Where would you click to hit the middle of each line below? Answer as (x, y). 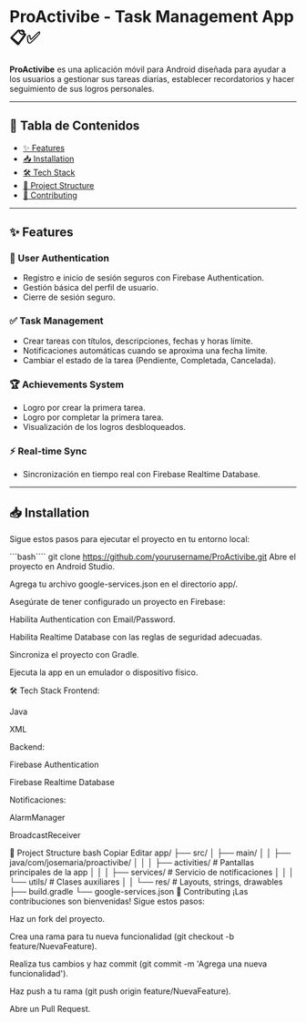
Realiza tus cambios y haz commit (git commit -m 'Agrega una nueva (138, 964)
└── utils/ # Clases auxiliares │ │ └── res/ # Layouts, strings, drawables (146, 882)
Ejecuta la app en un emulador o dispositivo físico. (104, 672)
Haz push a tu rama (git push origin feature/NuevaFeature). (120, 991)
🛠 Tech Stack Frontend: (55, 691)
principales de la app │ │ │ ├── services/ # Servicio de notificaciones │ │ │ (152, 873)
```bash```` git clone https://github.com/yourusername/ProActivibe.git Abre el (153, 557)
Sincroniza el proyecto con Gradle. (74, 655)
